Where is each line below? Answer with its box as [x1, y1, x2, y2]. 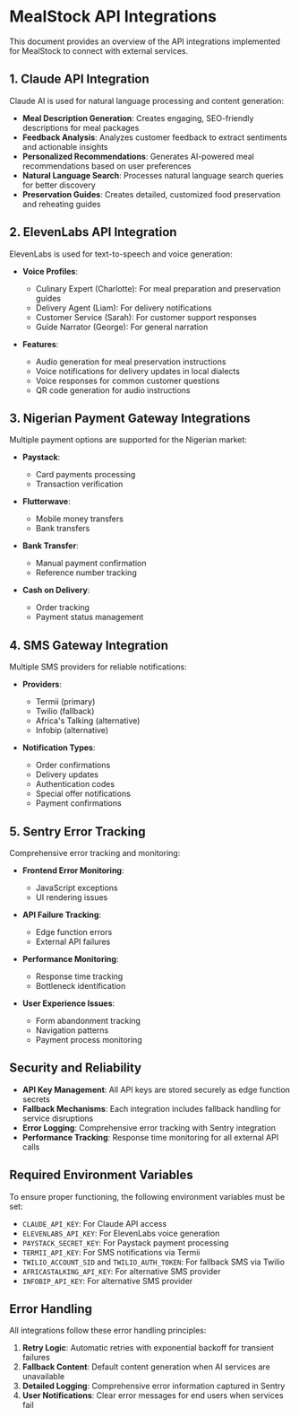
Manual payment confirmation [35, 558, 147, 569]
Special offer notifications [35, 788, 132, 800]
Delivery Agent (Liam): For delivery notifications [35, 302, 212, 313]
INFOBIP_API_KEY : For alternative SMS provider [21, 1275, 193, 1286]
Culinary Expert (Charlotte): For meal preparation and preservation [35, 283, 281, 293]
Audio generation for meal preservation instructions [35, 356, 226, 367]
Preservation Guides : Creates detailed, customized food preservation [21, 188, 281, 199]
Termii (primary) [35, 696, 96, 707]
